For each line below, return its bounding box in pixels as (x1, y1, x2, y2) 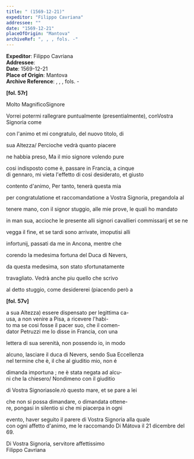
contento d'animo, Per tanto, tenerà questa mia (6, 182, 122, 189)
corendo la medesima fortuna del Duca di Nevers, (6, 252, 128, 258)
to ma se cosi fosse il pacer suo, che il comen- (6, 322, 120, 328)
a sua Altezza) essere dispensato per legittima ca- (6, 309, 129, 316)
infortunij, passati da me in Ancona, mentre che (6, 240, 122, 247)
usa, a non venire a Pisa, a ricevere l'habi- (6, 315, 109, 322)
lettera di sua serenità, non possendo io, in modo (6, 340, 126, 346)
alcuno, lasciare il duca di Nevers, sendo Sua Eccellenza (6, 351, 144, 358)
